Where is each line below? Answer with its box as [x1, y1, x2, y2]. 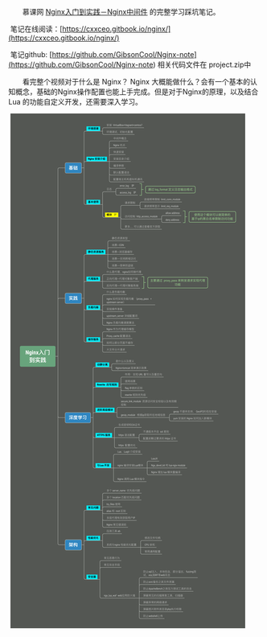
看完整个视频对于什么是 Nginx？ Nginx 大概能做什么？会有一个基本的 [23, 77, 251, 86]
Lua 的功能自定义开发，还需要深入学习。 [8, 97, 142, 106]
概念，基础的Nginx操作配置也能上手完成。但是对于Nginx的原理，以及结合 [14, 87, 259, 97]
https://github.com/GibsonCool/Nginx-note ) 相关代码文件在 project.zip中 [10, 60, 252, 69]
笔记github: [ [10, 50, 52, 59]
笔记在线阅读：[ [10, 24, 63, 34]
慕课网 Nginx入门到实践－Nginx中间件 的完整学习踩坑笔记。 [23, 7, 220, 16]
